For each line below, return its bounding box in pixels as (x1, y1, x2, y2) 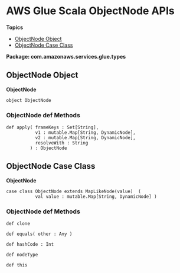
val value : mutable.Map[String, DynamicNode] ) (35, 194, 158, 200)
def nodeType (6, 252, 38, 258)
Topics (6, 24, 24, 31)
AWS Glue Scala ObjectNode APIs (6, 4, 175, 18)
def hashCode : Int (6, 242, 54, 248)
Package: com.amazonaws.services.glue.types (6, 53, 126, 60)
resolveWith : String (35, 140, 89, 146)
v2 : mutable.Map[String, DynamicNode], (35, 135, 136, 141)
